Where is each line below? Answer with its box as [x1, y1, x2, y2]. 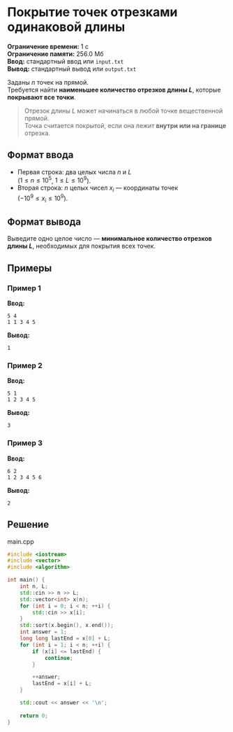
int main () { [7, 577, 45, 584]
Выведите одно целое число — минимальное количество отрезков [7, 234, 213, 243]
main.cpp [7, 537, 34, 546]
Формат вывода [7, 216, 82, 228]
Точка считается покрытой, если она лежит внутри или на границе [24, 121, 227, 129]
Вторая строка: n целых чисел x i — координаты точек [17, 183, 179, 194]
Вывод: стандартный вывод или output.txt [7, 64, 137, 73]
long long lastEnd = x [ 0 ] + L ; [20, 635, 111, 642]
